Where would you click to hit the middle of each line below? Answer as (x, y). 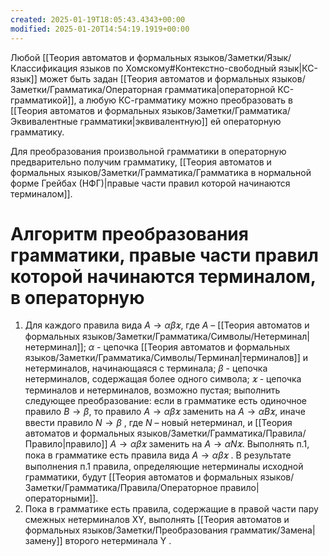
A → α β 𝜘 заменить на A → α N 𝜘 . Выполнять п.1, (209, 444)
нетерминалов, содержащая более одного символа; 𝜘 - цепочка (163, 379)
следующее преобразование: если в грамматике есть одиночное (166, 401)
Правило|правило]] (66, 444)
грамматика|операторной (220, 89)
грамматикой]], (43, 100)
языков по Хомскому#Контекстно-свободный (178, 68)
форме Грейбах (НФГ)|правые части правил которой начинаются (150, 183)
